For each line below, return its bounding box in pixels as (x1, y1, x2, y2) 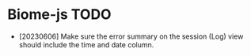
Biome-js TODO (7, 6, 112, 24)
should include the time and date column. (18, 39, 154, 49)
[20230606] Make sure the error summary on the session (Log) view (18, 32, 244, 41)
